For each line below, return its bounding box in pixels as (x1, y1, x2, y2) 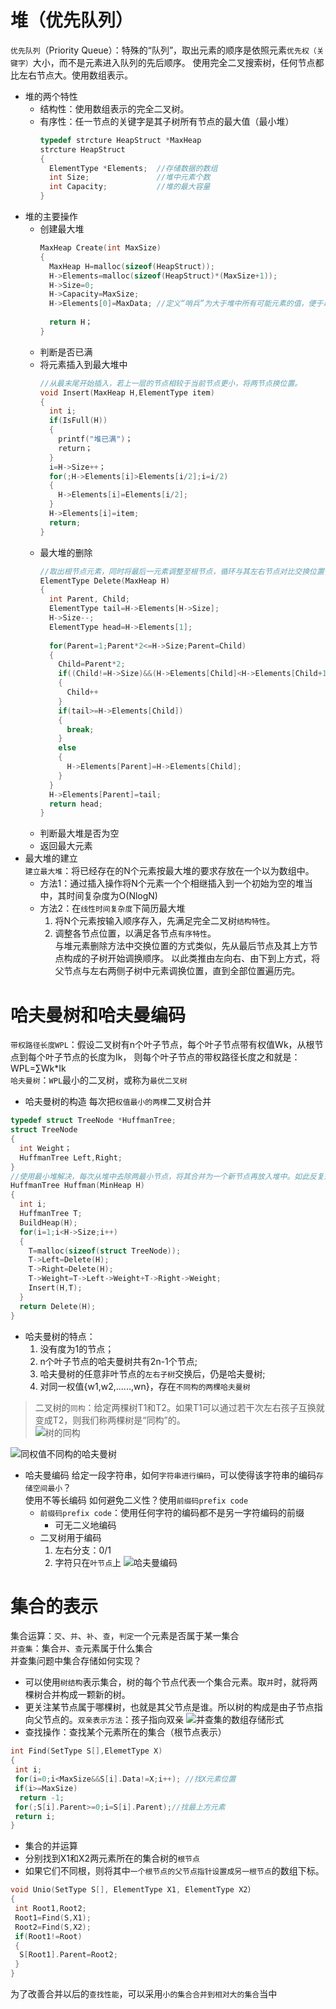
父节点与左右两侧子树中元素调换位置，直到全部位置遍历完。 (54, 965, 301, 977)
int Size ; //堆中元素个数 (48, 172, 211, 183)
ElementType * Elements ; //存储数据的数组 (48, 163, 218, 173)
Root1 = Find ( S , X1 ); (14, 1912, 92, 1923)
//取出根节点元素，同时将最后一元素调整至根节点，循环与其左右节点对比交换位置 (39, 566, 325, 576)
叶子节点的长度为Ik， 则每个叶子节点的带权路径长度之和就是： (44, 1051, 301, 1063)
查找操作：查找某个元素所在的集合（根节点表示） (24, 1726, 227, 1738)
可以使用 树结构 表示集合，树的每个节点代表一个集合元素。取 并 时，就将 (24, 1676, 310, 1688)
